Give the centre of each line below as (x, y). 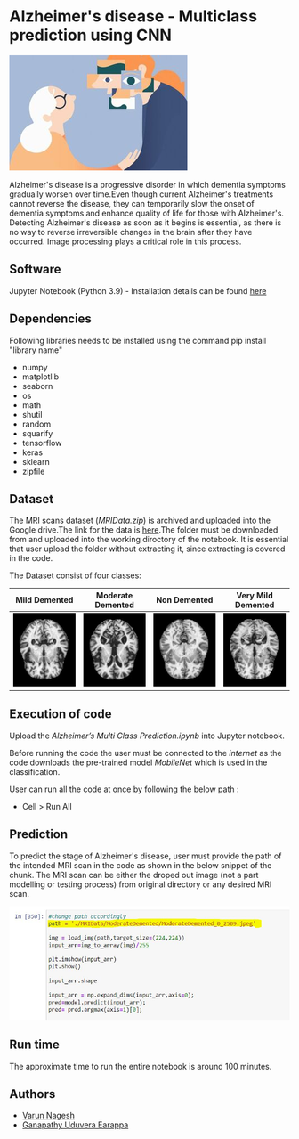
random (36, 424)
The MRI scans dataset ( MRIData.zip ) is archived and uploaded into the (140, 521)
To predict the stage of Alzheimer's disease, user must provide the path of (145, 856)
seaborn (37, 386)
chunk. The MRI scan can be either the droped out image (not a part (134, 875)
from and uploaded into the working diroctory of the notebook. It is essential (149, 540)
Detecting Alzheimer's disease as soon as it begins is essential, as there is (145, 222)
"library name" (36, 350)
